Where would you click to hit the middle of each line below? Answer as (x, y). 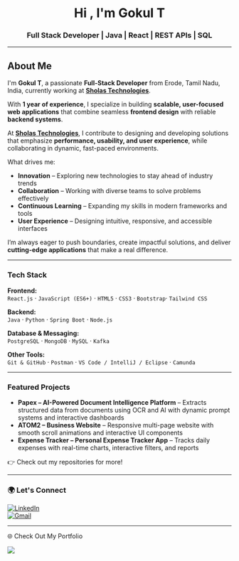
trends (27, 183)
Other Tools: (26, 354)
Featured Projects (39, 387)
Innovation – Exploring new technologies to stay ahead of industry (115, 176)
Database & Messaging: (43, 333)
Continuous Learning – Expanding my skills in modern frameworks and (122, 206)
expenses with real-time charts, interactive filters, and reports (108, 447)
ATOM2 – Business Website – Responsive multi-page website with (116, 425)
